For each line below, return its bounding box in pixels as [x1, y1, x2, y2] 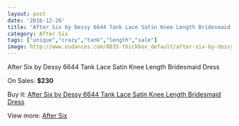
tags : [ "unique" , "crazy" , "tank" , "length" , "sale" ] [7, 37, 158, 44]
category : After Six [7, 30, 69, 38]
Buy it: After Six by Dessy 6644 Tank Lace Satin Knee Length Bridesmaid [7, 90, 222, 98]
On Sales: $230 [7, 76, 54, 85]
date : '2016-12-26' [7, 17, 65, 24]
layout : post [7, 10, 46, 18]
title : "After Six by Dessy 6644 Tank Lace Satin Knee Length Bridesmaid [7, 23, 231, 30]
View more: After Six [7, 111, 68, 120]
